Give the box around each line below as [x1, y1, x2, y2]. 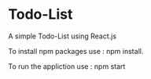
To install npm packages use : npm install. [8, 46, 144, 56]
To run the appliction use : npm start [8, 61, 126, 71]
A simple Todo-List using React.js [8, 31, 116, 41]
